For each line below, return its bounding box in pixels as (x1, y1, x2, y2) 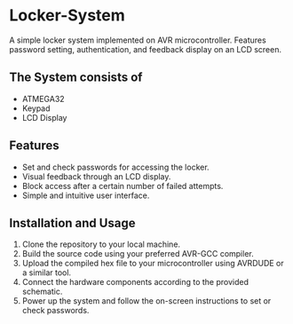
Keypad (21, 103, 51, 114)
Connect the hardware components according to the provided (21, 277, 249, 288)
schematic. (21, 286, 63, 297)
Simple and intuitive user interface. (21, 190, 150, 201)
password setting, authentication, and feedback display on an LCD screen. (9, 43, 282, 54)
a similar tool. (21, 267, 72, 278)
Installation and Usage (9, 215, 136, 231)
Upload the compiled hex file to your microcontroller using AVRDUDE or (21, 258, 284, 269)
